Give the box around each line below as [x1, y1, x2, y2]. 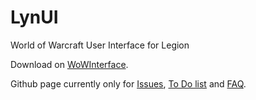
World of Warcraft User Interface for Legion [10, 39, 190, 51]
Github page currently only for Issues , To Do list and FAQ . [10, 77, 247, 90]
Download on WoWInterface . [10, 58, 129, 70]
